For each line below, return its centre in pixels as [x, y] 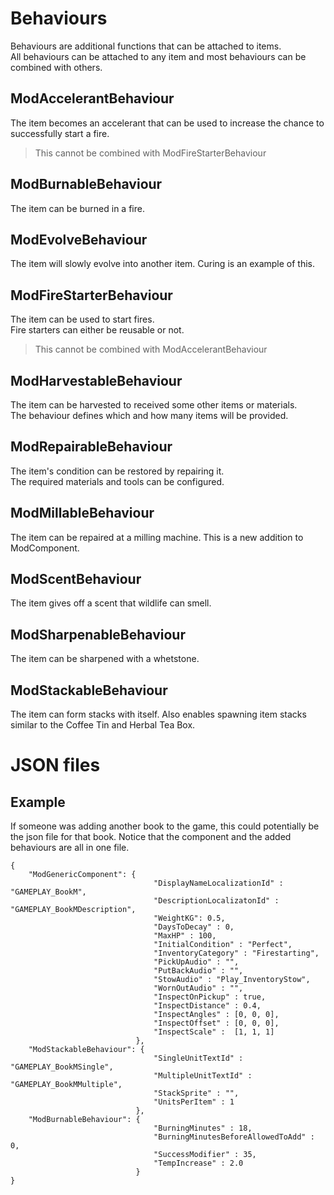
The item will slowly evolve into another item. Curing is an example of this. [163, 264]
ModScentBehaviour [76, 579]
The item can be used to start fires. [82, 319]
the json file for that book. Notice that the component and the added [151, 837]
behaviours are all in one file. [70, 848]
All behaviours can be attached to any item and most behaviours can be [158, 56]
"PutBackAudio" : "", [198, 971]
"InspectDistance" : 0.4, [207, 1006]
